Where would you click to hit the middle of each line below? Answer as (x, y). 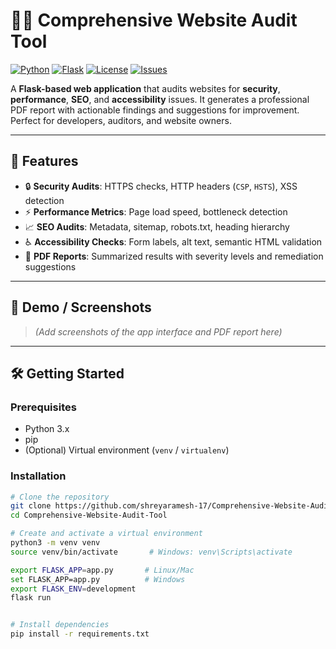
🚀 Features (44, 161)
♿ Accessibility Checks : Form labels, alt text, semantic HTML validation (173, 241)
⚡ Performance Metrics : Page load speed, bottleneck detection (156, 211)
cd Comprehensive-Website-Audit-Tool (89, 515)
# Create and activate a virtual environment (106, 534)
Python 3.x (47, 429)
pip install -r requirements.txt (80, 634)
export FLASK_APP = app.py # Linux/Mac (102, 570)
